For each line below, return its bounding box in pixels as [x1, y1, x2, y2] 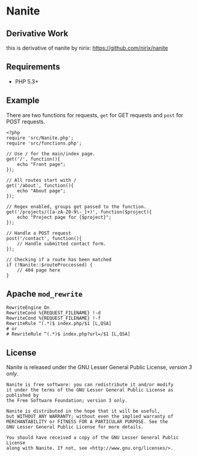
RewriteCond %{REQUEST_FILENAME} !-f [6, 316, 101, 322]
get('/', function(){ [6, 156, 61, 162]
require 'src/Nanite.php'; [6, 135, 74, 141]
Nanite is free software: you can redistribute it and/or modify [6, 382, 173, 388]
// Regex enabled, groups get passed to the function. [6, 204, 147, 210]
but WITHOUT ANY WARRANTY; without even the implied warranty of [6, 413, 173, 420]
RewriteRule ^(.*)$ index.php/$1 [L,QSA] [6, 320, 112, 327]
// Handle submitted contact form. [17, 241, 107, 247]
